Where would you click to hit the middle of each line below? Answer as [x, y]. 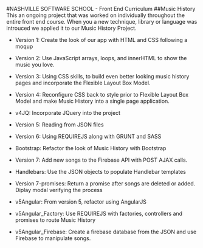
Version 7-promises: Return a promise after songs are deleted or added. [105, 184]
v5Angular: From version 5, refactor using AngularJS [81, 202]
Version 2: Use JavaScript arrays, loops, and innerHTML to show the [101, 58]
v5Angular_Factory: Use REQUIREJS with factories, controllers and [99, 213]
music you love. [35, 64]
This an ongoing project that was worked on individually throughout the [96, 15]
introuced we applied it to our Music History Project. [71, 28]
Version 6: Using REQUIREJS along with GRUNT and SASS [88, 136]
